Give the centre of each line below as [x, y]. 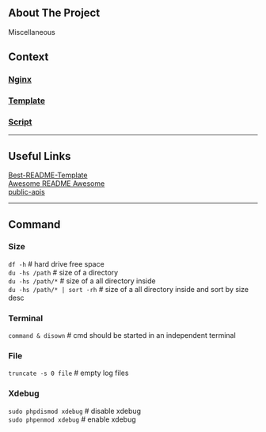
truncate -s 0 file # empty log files [68, 373]
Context [28, 57]
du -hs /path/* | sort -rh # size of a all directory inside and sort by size [129, 289]
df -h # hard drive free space [56, 263]
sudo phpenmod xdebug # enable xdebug [72, 419]
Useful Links [40, 156]
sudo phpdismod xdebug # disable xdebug [74, 411]
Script [20, 122]
